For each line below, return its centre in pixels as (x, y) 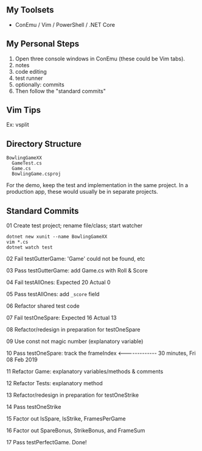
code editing (31, 71)
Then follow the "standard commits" (61, 91)
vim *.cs (17, 242)
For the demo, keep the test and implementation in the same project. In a (97, 185)
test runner (29, 78)
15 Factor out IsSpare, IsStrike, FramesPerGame (66, 419)
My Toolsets (30, 10)
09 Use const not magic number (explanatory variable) (75, 341)
